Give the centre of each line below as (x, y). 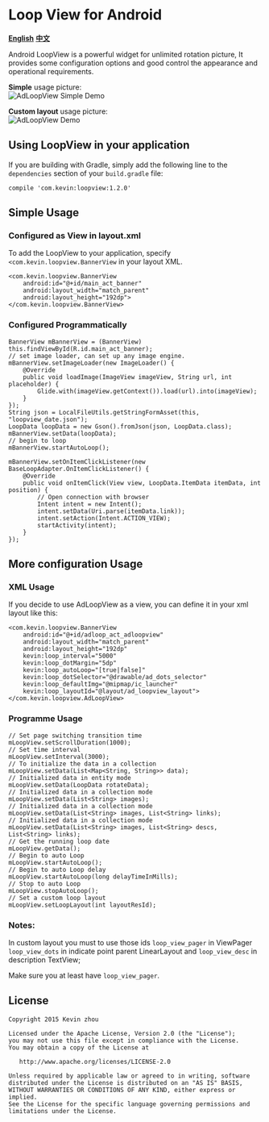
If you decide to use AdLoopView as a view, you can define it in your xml (128, 605)
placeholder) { (34, 384)
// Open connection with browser (93, 497)
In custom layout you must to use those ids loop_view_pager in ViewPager (130, 943)
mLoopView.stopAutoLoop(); (54, 891)
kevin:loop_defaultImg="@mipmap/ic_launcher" (101, 684)
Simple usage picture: (45, 87)
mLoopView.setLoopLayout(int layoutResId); (83, 905)
